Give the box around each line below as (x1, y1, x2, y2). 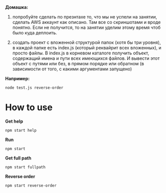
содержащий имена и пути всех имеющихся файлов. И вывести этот (12, 55, 160, 61)
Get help (5, 118, 23, 124)
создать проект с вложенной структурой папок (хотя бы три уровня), (12, 39, 161, 45)
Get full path (5, 155, 31, 161)
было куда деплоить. (12, 30, 57, 35)
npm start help (5, 128, 37, 133)
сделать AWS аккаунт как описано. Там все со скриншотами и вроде (12, 19, 161, 25)
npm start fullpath (5, 165, 46, 170)
